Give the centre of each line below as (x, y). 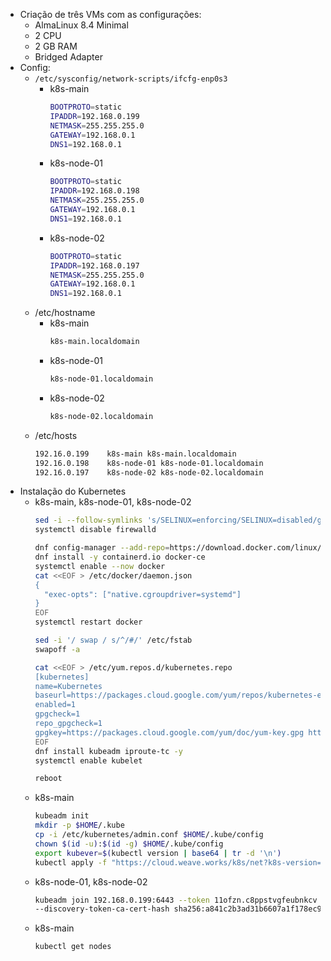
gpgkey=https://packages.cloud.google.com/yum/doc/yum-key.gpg (169, 732)
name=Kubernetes (68, 686)
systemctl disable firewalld (95, 530)
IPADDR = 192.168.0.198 (94, 191)
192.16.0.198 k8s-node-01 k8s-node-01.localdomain (149, 463)
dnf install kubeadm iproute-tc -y (108, 751)
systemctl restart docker (88, 622)
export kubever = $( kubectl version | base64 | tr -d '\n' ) (158, 853)
